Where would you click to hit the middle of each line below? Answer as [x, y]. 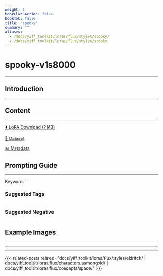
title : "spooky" [21, 23]
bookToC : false [20, 18]
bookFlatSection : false [29, 14]
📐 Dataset [15, 138]
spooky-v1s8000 [41, 65]
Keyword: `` [16, 182]
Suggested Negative [30, 212]
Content [18, 111]
